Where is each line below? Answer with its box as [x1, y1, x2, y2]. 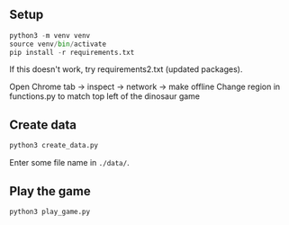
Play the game [9, 184, 92, 199]
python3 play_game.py [9, 207, 91, 216]
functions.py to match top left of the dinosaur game [9, 91, 201, 102]
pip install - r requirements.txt [9, 48, 135, 57]
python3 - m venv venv [9, 31, 91, 40]
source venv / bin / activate [9, 40, 106, 49]
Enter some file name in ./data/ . [9, 157, 130, 168]
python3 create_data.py [9, 141, 99, 150]
